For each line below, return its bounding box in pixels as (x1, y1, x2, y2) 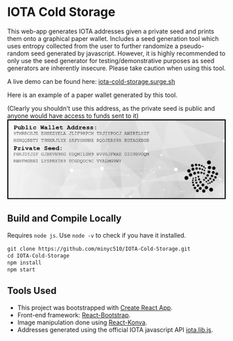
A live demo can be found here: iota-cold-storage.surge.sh (7, 77, 175, 85)
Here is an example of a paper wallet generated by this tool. (7, 91, 178, 99)
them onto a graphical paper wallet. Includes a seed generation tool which (7, 34, 219, 42)
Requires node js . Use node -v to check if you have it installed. (7, 231, 187, 239)
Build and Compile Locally (7, 213, 122, 225)
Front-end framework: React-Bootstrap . (17, 311, 131, 319)
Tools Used (7, 285, 57, 297)
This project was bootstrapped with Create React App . (17, 303, 173, 312)
